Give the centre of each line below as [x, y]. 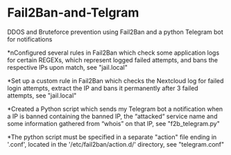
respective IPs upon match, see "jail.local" [68, 67]
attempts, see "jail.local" [42, 95]
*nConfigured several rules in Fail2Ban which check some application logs [113, 53]
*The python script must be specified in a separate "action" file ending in [112, 137]
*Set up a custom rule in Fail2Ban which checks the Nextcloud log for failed [115, 80]
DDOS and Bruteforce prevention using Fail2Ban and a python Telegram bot [115, 32]
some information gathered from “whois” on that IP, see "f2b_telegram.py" [114, 123]
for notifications [30, 39]
